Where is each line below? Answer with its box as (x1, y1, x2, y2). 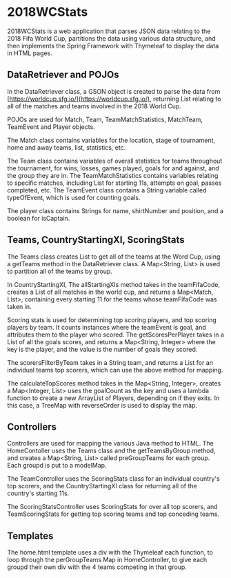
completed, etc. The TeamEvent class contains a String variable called (7, 186, 207, 194)
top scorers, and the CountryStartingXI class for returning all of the (7, 482, 198, 490)
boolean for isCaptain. (7, 214, 70, 222)
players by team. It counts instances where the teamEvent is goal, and (7, 323, 207, 331)
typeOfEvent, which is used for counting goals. (7, 193, 141, 201)
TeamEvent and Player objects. (7, 122, 95, 131)
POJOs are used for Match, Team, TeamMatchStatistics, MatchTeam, (7, 115, 203, 123)
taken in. (7, 302, 32, 310)
